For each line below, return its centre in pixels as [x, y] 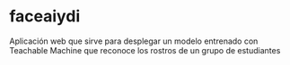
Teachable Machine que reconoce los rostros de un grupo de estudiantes [145, 50]
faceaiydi [45, 16]
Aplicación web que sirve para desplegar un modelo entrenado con [134, 41]
